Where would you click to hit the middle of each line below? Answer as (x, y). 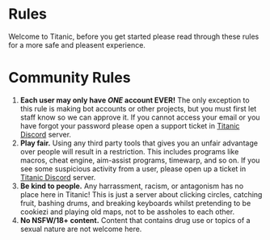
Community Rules (70, 78)
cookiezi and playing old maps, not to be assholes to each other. (127, 212)
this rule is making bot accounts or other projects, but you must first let (138, 108)
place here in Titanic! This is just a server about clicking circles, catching (141, 194)
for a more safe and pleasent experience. (77, 44)
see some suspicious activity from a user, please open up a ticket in (133, 168)
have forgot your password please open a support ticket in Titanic (130, 125)
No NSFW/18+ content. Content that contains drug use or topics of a (135, 220)
